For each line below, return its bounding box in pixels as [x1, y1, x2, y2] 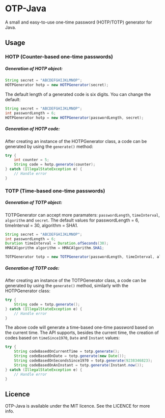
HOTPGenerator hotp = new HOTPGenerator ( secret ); [5, 83, 109, 87]
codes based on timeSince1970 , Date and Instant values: [5, 335, 120, 341]
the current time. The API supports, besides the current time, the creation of [5, 330, 159, 335]
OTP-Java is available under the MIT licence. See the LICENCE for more [5, 403, 150, 409]
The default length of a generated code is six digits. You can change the [5, 91, 151, 97]
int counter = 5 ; [14, 158, 50, 163]
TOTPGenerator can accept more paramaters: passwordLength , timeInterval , [5, 212, 160, 218]
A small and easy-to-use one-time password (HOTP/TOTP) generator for [5, 19, 152, 25]
